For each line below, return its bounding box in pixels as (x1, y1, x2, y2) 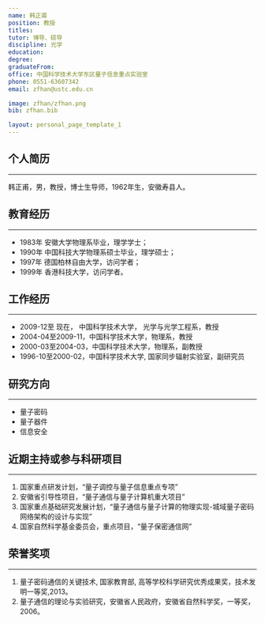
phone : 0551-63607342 (8, 77, 80, 85)
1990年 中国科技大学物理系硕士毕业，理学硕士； (19, 247, 176, 257)
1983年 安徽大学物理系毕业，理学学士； (19, 237, 148, 247)
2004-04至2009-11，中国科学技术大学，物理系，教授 (19, 332, 193, 342)
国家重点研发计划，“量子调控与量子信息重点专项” (19, 482, 179, 492)
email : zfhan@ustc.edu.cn (8, 85, 93, 93)
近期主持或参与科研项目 (8, 452, 122, 466)
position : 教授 (8, 19, 56, 27)
